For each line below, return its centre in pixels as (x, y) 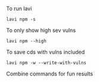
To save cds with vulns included (46, 52)
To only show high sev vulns (41, 30)
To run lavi (19, 9)
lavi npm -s (21, 19)
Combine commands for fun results (50, 74)
